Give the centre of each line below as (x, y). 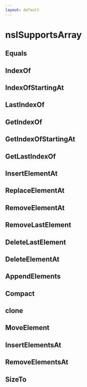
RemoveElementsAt (37, 362)
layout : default (22, 10)
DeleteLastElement (36, 242)
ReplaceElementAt (35, 190)
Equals (16, 53)
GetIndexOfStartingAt (40, 139)
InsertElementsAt (33, 345)
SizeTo (16, 379)
